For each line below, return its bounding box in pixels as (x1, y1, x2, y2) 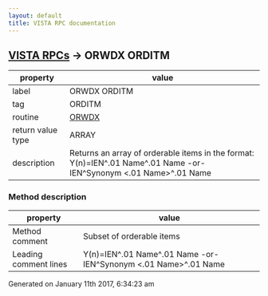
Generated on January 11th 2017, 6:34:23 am (8, 278, 155, 288)
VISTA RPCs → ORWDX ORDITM (8, 49, 170, 62)
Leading (12, 248, 43, 259)
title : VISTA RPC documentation (8, 19, 116, 27)
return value (12, 124, 58, 136)
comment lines (12, 259, 68, 270)
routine (12, 112, 39, 123)
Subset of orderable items (82, 231, 181, 242)
